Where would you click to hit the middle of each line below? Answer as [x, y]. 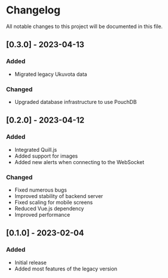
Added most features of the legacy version [66, 269]
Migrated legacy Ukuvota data [51, 74]
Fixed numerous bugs [41, 190]
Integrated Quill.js [36, 150]
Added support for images [46, 156]
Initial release [30, 262]
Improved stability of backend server [59, 196]
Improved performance [42, 214]
